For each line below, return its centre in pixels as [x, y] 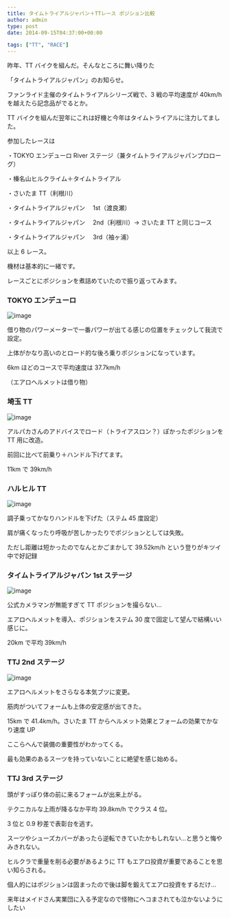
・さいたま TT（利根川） [42, 194]
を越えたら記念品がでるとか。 [49, 103]
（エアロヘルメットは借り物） [49, 382]
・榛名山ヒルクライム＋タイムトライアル [64, 179]
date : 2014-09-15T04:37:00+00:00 [55, 33]
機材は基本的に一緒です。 [43, 266]
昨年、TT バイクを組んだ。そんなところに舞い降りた [81, 65]
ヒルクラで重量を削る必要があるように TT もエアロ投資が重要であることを [112, 861]
